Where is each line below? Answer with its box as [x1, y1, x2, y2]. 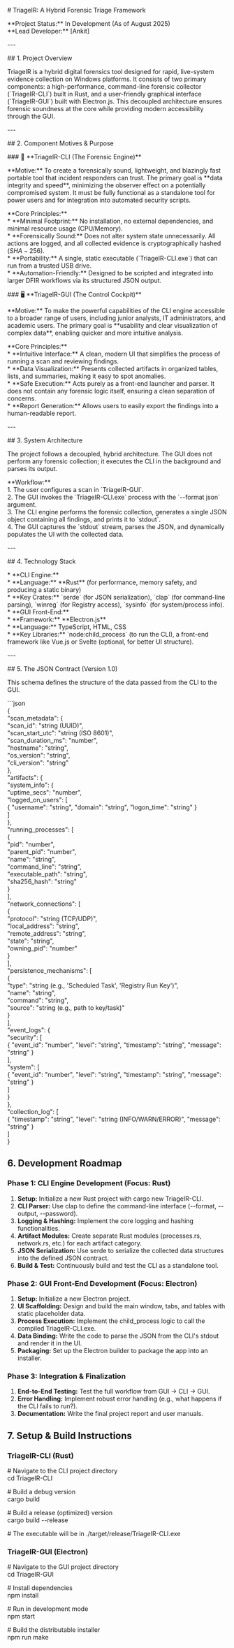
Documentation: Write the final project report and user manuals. [17, 1410, 204, 1418]
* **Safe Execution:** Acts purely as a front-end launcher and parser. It [7, 380, 215, 387]
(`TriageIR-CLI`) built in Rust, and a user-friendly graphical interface [7, 90, 202, 98]
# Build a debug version [7, 1487, 75, 1496]
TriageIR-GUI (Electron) [7, 1547, 89, 1556]
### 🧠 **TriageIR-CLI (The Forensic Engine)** [7, 153, 142, 161]
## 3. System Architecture [7, 436, 83, 444]
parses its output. [7, 465, 58, 472]
